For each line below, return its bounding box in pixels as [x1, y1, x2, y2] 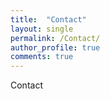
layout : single [10, 24, 74, 34]
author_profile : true [10, 42, 101, 53]
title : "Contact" [10, 14, 87, 25]
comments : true [10, 52, 74, 62]
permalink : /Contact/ [10, 33, 101, 43]
